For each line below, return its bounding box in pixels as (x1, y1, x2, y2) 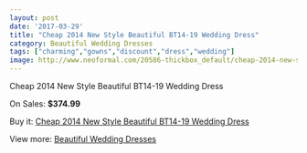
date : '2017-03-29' (9, 22, 84, 31)
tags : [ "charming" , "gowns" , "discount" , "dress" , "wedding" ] (9, 47, 235, 56)
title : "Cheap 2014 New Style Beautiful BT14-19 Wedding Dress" (9, 30, 259, 39)
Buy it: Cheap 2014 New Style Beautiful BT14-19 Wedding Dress (9, 116, 249, 127)
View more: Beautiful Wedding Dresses (9, 134, 157, 144)
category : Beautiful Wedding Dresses (9, 38, 153, 48)
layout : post (9, 13, 59, 23)
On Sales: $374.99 (9, 98, 80, 109)
